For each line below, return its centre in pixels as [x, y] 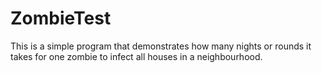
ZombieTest [61, 18]
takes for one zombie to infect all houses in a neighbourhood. [136, 56]
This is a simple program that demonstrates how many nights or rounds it [161, 46]
